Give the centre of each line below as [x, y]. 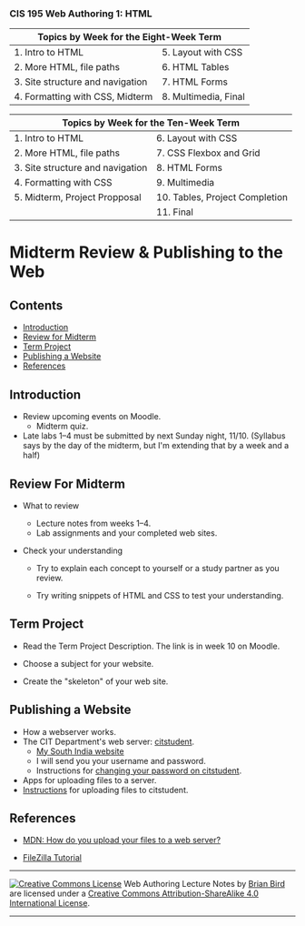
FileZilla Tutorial [52, 858]
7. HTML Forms [195, 82]
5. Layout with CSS [202, 53]
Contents [36, 305]
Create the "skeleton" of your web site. [95, 681]
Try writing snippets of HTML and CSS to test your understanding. [160, 595]
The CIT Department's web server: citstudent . [108, 741]
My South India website [80, 751]
